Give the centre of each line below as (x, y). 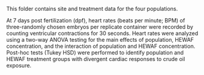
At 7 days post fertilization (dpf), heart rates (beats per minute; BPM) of (96, 20)
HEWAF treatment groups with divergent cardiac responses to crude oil (96, 59)
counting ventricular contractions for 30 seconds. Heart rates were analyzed (102, 33)
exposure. (19, 65)
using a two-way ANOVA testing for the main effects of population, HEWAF (100, 40)
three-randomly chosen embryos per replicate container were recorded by (100, 27)
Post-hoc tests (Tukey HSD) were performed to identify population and (95, 53)
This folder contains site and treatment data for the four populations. (92, 9)
